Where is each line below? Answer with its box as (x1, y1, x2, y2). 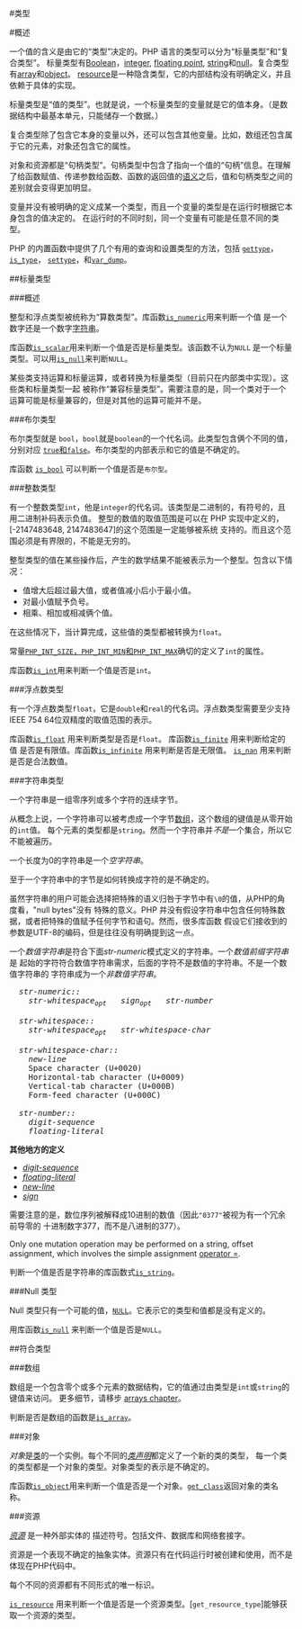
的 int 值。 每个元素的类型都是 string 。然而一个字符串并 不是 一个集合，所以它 (9, 824, 292, 835)
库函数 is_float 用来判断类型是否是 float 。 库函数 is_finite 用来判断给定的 (9, 733, 286, 744)
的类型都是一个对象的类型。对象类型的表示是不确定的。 (9, 1461, 214, 1471)
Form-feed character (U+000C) (28, 1090, 162, 1100)
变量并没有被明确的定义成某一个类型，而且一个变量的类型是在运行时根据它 (9, 202, 285, 211)
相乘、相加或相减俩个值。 (22, 607, 118, 618)
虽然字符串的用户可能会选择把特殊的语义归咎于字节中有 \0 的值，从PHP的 (9, 894, 278, 904)
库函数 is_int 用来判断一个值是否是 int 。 (9, 665, 156, 675)
